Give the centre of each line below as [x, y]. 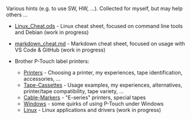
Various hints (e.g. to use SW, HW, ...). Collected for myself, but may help [94, 8]
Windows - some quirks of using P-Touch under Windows [93, 104]
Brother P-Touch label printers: [52, 61]
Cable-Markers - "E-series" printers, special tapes [85, 97]
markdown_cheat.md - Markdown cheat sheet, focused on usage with [100, 44]
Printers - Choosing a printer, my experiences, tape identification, [103, 72]
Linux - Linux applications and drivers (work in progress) [92, 110]
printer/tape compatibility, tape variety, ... [73, 91]
